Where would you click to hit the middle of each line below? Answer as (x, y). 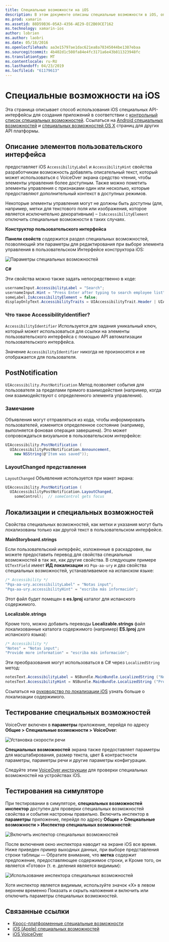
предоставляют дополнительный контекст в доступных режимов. (76, 193)
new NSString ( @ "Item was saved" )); (52, 454)
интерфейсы (18, 115)
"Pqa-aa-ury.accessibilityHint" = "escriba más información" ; (72, 589)
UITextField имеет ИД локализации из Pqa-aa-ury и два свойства (76, 565)
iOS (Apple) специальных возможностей (56, 929)
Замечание (20, 409)
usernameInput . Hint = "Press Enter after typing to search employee (78, 292)
